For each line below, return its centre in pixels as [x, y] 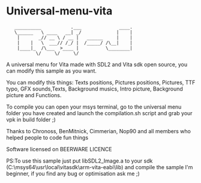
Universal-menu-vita [59, 11]
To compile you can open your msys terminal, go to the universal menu [94, 107]
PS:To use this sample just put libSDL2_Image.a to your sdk [79, 161]
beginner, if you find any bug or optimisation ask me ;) [73, 173]
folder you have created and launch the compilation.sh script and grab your [100, 113]
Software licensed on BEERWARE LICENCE [59, 149]
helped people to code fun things [47, 137]
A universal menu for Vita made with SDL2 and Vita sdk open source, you [97, 64]
